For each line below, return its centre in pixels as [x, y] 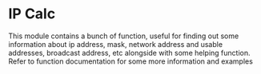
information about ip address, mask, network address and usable [115, 44]
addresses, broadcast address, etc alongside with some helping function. [129, 53]
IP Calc [32, 14]
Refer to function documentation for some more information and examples [131, 61]
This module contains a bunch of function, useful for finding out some [124, 36]
